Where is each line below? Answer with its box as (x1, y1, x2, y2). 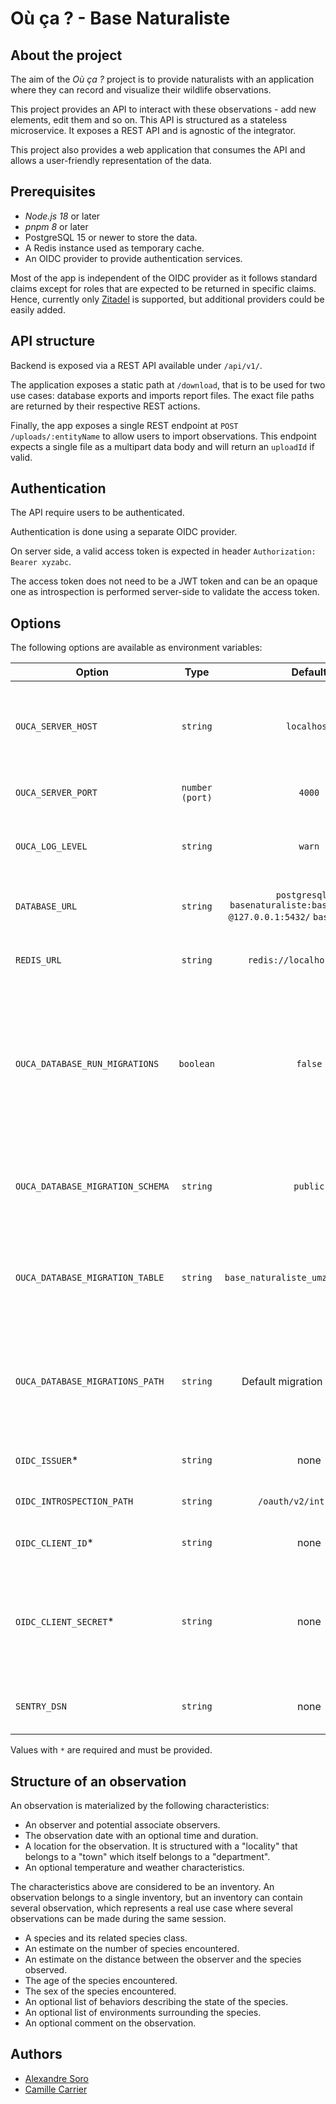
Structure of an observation (10, 1773, 187, 1790)
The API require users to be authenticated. (10, 507, 185, 519)
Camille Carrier (24, 2083, 88, 2095)
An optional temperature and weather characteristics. (24, 1862, 245, 1874)
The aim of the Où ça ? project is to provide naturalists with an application (10, 73, 315, 85)
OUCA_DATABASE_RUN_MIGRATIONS (15, 1058, 160, 1070)
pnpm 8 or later (24, 220, 89, 232)
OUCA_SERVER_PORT (15, 787, 98, 799)
